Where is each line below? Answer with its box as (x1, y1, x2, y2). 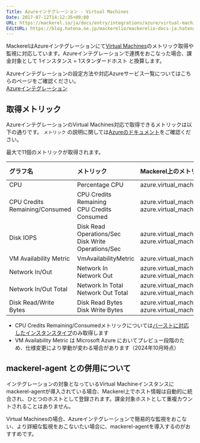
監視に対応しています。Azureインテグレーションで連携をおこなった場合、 (6, 50, 187, 57)
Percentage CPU (77, 181, 124, 189)
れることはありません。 (16, 402, 74, 410)
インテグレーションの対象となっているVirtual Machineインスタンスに (6, 380, 174, 388)
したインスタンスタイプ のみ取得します (14, 329, 109, 337)
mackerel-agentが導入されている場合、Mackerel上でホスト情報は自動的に (6, 388, 187, 395)
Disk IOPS (9, 234, 37, 242)
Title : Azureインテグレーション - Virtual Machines (6, 8, 129, 15)
